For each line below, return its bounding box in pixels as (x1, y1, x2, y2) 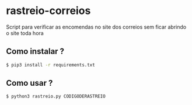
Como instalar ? (6, 47, 65, 57)
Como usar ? (6, 78, 53, 88)
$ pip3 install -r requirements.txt (6, 62, 95, 68)
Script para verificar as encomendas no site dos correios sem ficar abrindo (6, 23, 187, 30)
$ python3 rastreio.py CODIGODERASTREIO (6, 93, 106, 100)
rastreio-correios (6, 4, 91, 17)
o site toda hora (6, 29, 44, 36)
